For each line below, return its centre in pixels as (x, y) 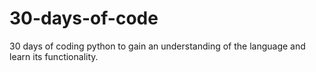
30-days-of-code (84, 18)
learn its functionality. (54, 56)
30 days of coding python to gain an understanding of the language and (157, 46)
